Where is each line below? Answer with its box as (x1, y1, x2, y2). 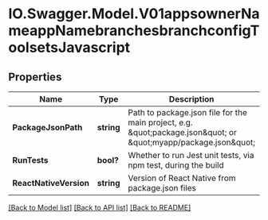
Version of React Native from (128, 172, 237, 183)
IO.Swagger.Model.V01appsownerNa (8, 5, 260, 23)
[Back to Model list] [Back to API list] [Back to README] (8, 203, 191, 212)
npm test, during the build (128, 160, 225, 171)
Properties (8, 70, 62, 83)
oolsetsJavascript (8, 39, 131, 56)
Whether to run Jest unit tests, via (128, 150, 254, 160)
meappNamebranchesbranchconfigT (8, 21, 260, 40)
